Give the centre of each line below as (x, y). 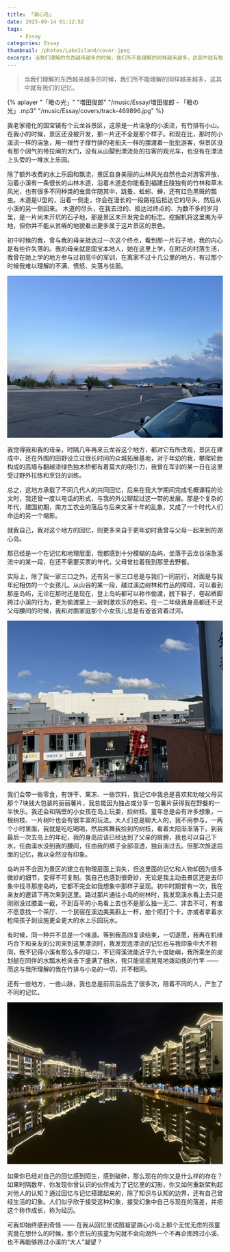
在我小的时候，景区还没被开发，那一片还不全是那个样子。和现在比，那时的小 (115, 134)
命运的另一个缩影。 (34, 515)
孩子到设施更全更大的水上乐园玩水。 (70, 920)
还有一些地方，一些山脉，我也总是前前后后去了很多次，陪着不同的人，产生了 (115, 983)
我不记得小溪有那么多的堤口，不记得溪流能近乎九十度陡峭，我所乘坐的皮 (121, 952)
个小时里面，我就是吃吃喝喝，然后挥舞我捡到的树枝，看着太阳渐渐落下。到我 (115, 828)
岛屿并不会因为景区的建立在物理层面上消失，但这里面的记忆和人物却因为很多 (115, 869)
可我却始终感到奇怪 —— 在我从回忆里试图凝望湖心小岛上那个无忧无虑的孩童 (114, 1225)
